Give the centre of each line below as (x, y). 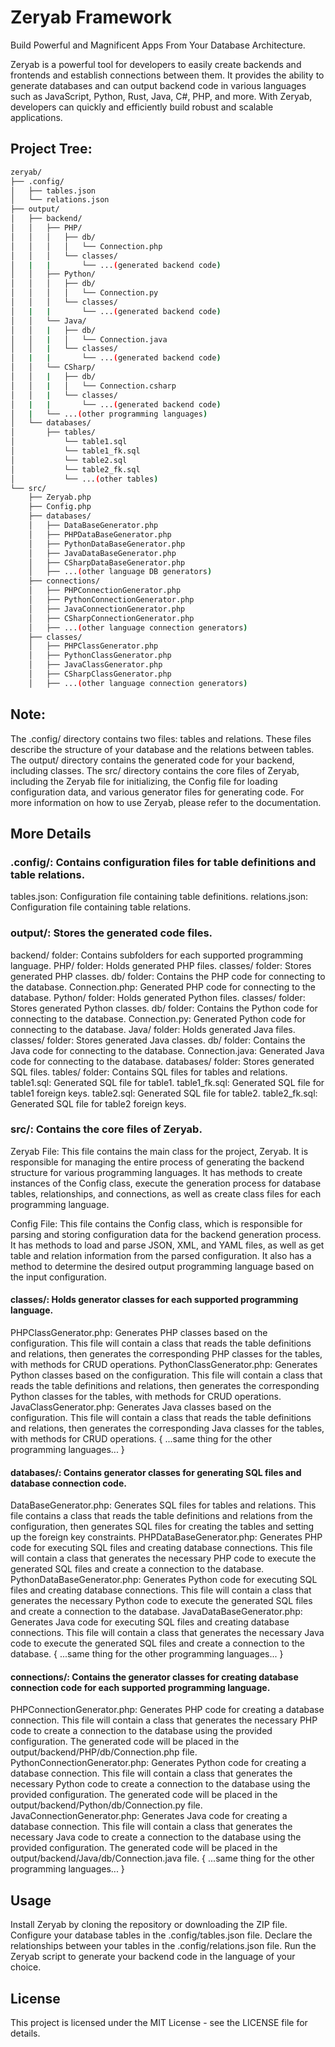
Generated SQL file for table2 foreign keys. (98, 1103)
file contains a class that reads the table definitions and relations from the (161, 1516)
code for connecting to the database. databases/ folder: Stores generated (162, 1061)
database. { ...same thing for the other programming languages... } (147, 1654)
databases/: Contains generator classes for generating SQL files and (156, 1472)
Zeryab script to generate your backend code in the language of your (153, 1957)
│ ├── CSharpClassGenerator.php (100, 674)
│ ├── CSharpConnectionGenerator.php (111, 618)
